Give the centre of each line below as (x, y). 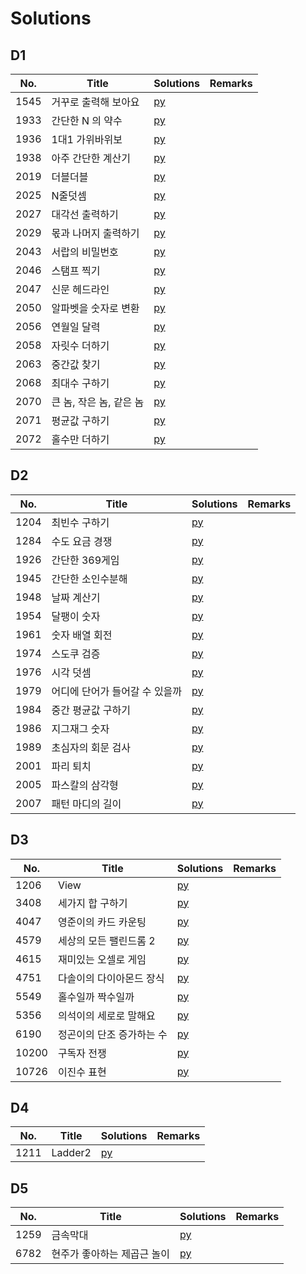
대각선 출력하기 (85, 214)
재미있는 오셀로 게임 (102, 959)
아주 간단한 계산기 (91, 158)
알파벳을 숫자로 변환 (95, 308)
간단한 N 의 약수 (87, 120)
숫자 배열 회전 (82, 635)
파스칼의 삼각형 (85, 785)
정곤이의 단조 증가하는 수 (112, 1034)
